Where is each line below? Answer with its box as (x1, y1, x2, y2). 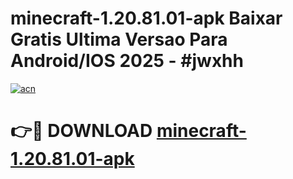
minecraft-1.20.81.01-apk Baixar (10, 7, 283, 30)
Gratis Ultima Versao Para (10, 28, 228, 51)
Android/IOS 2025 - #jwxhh (10, 50, 244, 72)
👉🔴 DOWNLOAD (10, 120, 153, 142)
